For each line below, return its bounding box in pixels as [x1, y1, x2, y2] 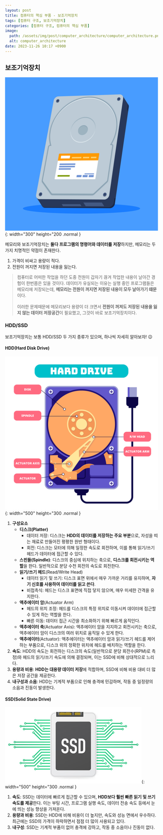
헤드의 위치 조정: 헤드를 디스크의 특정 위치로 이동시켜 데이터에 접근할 [26, 606, 156, 612]
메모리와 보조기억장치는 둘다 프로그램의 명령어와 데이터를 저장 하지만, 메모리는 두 [5, 241, 156, 247]
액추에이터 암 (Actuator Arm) [19, 599, 74, 606]
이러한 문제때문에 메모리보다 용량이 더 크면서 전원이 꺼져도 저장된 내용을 [16, 303, 153, 309]
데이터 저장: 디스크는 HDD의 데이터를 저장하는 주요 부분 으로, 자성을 [26, 533, 153, 538]
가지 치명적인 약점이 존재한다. [5, 247, 61, 253]
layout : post [5, 8, 32, 13]
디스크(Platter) [19, 526, 49, 533]
